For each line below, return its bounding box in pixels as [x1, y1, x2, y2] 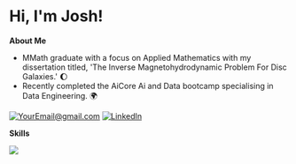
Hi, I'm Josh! [9, 6, 104, 26]
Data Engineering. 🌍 [21, 90, 98, 101]
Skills [9, 128, 30, 138]
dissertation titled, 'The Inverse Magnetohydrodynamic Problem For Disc [21, 62, 288, 72]
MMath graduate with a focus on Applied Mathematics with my [21, 52, 252, 63]
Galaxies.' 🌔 [21, 71, 68, 81]
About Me [9, 35, 47, 46]
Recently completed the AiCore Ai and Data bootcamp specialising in [21, 80, 274, 91]
